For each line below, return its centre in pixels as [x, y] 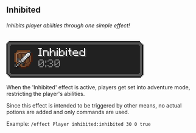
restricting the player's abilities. [46, 94]
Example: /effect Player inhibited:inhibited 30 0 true [79, 123]
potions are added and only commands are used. [68, 112]
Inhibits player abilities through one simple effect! [68, 25]
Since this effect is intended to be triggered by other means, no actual [94, 105]
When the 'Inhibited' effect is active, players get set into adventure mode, [98, 87]
